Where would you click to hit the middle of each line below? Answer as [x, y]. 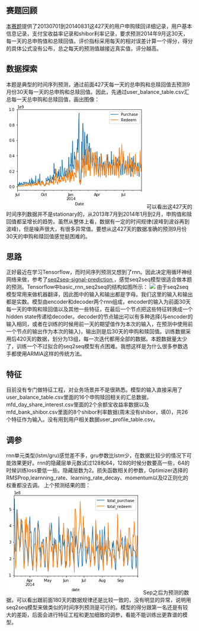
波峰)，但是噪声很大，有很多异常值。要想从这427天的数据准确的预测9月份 [97, 229]
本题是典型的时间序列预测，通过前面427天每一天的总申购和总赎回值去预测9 [98, 84]
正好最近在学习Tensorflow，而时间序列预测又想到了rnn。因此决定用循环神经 [99, 272]
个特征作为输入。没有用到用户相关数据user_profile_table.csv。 [82, 419]
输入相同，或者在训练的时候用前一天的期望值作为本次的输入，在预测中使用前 [99, 324]
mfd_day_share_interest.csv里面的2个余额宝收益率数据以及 [78, 405]
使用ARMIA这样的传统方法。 [51, 354]
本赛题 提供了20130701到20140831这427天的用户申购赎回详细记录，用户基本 [99, 26]
